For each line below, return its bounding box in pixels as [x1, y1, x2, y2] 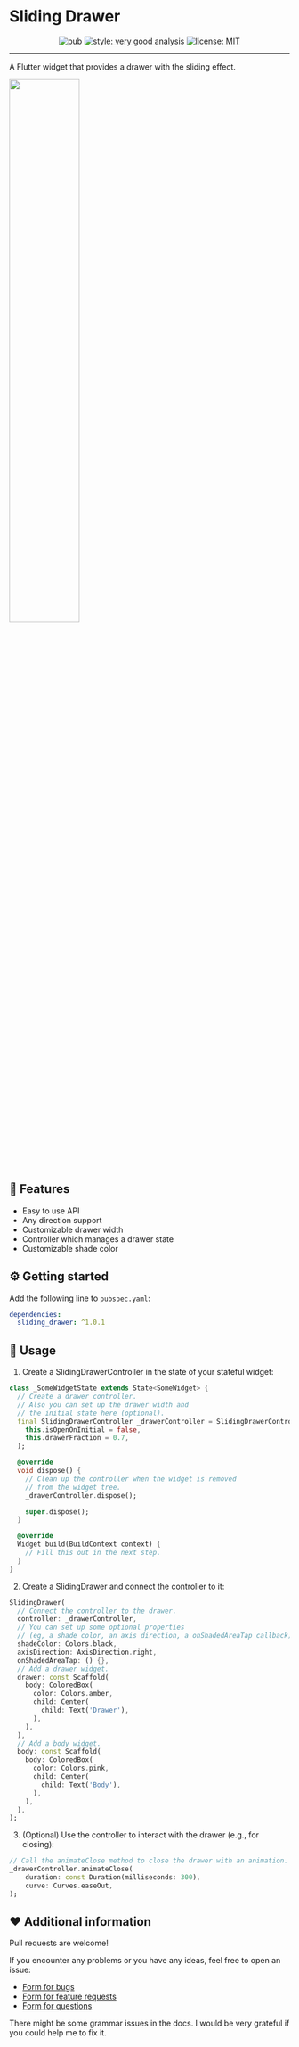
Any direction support [21, 1214, 102, 1225]
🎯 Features [9, 1181, 70, 1196]
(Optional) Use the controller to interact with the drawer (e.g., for [21, 1829, 260, 1840]
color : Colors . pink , [32, 1763, 109, 1773]
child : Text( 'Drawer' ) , [41, 1706, 129, 1714]
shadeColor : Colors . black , [17, 1640, 117, 1648]
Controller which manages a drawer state [21, 1233, 174, 1245]
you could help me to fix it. [9, 2027, 107, 2038]
